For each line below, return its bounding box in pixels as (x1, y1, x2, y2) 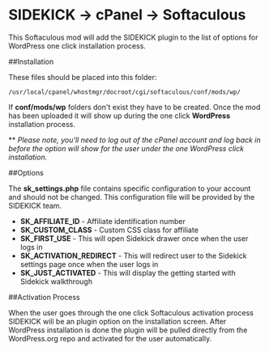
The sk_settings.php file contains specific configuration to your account (8, 184, 251, 193)
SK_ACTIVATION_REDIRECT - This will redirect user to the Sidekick (19, 251, 247, 260)
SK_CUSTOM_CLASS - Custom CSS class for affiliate (19, 225, 199, 235)
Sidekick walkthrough (19, 277, 93, 286)
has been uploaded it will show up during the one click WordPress (8, 111, 231, 121)
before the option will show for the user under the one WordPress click (8, 143, 245, 153)
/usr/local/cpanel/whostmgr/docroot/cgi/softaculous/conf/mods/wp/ (8, 87, 241, 96)
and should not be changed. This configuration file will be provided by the (8, 192, 255, 201)
